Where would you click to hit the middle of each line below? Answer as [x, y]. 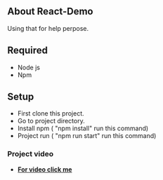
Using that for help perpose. [48, 28]
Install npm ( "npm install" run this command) [83, 128]
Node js [29, 67]
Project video [31, 154]
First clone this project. [51, 113]
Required [27, 51]
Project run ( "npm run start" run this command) [87, 136]
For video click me [45, 169]
